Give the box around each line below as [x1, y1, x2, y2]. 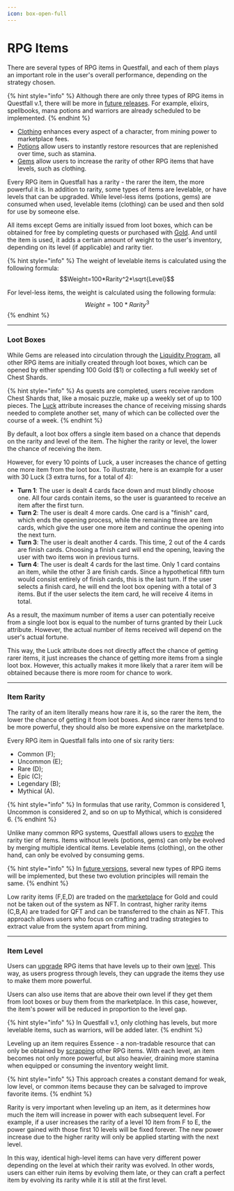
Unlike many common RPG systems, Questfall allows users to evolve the [7, 828, 214, 837]
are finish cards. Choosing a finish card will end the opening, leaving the [17, 545, 225, 553]
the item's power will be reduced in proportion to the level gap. [7, 1005, 187, 1013]
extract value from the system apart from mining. [7, 922, 148, 930]
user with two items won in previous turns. [17, 553, 139, 561]
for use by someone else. [7, 207, 80, 216]
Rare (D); [17, 764, 44, 773]
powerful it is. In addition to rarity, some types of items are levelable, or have [7, 185, 227, 194]
